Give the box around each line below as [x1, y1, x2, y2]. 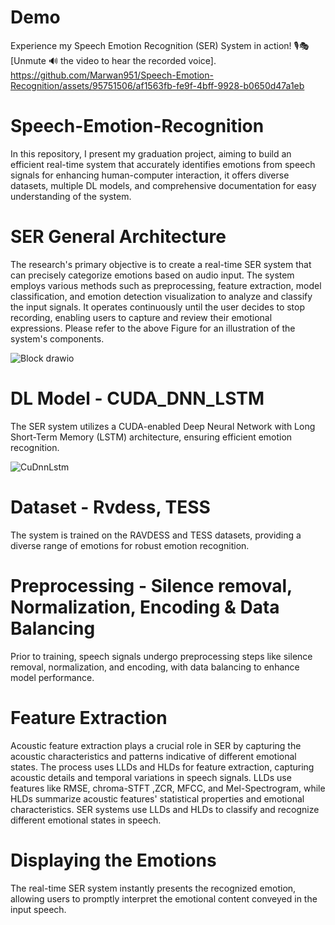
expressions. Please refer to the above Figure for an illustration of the [10, 322, 296, 334]
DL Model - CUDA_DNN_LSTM [10, 387, 265, 410]
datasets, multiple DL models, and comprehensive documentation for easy [10, 179, 317, 191]
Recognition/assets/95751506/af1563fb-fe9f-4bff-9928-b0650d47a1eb [10, 79, 305, 91]
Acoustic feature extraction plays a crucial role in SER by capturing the [10, 739, 302, 751]
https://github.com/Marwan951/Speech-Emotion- [10, 69, 214, 81]
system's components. [10, 332, 105, 345]
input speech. [10, 903, 67, 915]
